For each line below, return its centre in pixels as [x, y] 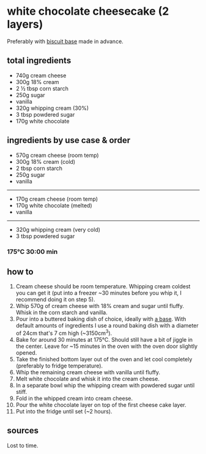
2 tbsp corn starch [39, 168]
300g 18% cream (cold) [46, 161]
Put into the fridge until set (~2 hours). [64, 411]
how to [20, 271]
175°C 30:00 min [32, 252]
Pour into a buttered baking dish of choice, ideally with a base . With [101, 319]
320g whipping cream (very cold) [58, 229]
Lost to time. [23, 445]
